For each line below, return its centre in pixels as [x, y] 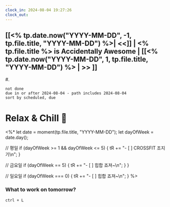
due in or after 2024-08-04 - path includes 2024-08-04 [66, 93]
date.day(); [17, 138]
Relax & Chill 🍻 [36, 118]
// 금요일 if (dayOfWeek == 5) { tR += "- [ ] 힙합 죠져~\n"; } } [67, 165]
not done [15, 89]
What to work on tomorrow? [41, 190]
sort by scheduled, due [31, 98]
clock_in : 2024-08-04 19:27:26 [39, 10]
